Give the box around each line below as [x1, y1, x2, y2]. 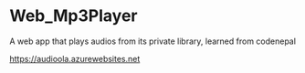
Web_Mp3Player [9, 5, 139, 26]
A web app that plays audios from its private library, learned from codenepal [9, 36, 297, 47]
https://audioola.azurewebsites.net [9, 53, 141, 64]
